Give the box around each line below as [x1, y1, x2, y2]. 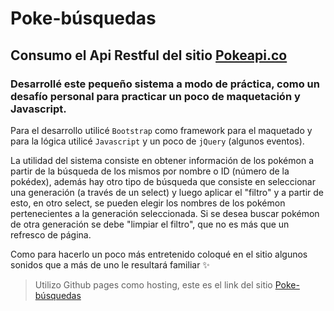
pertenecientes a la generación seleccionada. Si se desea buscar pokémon [10, 207, 320, 219]
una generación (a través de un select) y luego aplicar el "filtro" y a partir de [10, 186, 325, 198]
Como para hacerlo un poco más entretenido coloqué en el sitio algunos [10, 248, 308, 260]
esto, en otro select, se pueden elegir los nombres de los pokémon [10, 197, 286, 209]
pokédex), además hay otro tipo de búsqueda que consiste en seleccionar [10, 175, 316, 187]
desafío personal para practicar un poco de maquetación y [10, 89, 301, 103]
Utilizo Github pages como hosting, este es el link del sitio [34, 278, 273, 291]
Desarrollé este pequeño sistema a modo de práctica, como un [10, 77, 320, 91]
